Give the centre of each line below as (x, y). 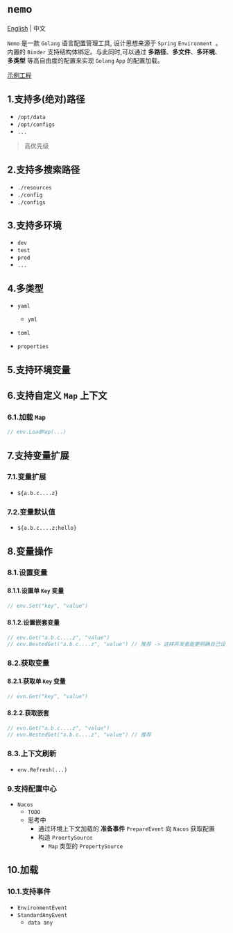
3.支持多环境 (35, 225)
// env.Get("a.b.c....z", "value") (59, 637)
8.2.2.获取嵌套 (28, 713)
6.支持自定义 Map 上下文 (57, 395)
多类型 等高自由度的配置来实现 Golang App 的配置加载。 (86, 60)
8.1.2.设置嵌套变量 (34, 622)
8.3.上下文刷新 (32, 753)
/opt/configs (36, 125)
